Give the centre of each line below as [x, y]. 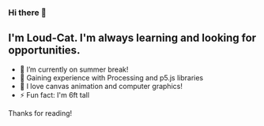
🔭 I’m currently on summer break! [74, 69]
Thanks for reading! [40, 113]
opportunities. [44, 50]
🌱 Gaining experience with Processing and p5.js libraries [111, 77]
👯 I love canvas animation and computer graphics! [101, 86]
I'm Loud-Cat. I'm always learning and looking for [132, 38]
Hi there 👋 [28, 13]
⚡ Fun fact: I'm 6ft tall [54, 94]
